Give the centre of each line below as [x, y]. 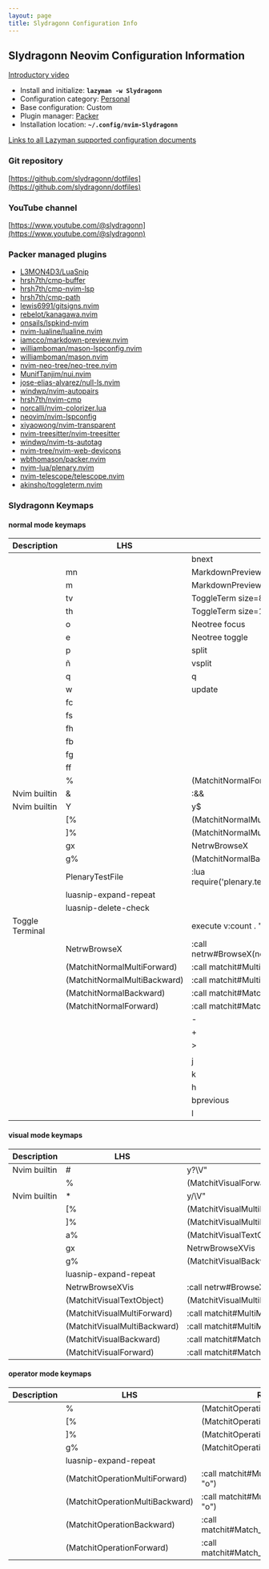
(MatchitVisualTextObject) [114, 1300]
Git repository [36, 161]
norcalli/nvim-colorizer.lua [63, 408]
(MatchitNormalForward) [112, 1006]
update [205, 689]
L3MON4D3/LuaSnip [54, 272]
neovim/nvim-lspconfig [58, 417]
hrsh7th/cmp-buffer [52, 281]
